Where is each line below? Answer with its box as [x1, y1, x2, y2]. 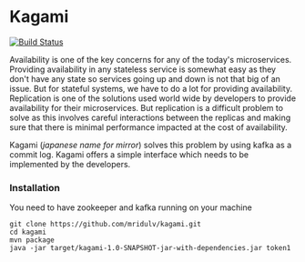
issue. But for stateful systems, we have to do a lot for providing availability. [9, 83, 293, 94]
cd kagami [9, 227, 47, 237]
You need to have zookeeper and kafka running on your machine [9, 202, 252, 213]
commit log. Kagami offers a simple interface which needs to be [9, 148, 249, 160]
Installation [9, 181, 61, 194]
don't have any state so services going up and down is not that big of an [9, 73, 280, 84]
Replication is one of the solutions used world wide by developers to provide [9, 93, 297, 104]
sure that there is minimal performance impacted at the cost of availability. [9, 121, 289, 133]
